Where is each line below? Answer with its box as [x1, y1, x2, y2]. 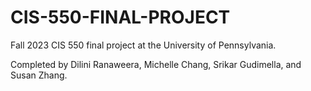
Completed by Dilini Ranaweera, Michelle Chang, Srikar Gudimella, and [10, 58, 302, 70]
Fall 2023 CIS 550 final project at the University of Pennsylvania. [10, 39, 277, 51]
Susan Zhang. [10, 69, 68, 81]
